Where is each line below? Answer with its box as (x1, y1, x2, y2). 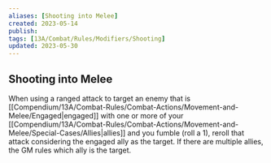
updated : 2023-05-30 (8, 42, 79, 50)
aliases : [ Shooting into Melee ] (8, 11, 118, 20)
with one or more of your (100, 110, 184, 120)
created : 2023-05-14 (8, 19, 79, 28)
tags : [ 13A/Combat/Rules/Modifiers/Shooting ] (8, 34, 165, 43)
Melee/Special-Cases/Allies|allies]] (8, 127, 126, 138)
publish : (8, 27, 38, 35)
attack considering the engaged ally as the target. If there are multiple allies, (8, 136, 264, 146)
